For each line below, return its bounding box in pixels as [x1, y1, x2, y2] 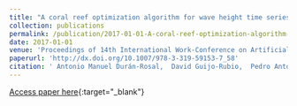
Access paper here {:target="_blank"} [9, 86, 145, 97]
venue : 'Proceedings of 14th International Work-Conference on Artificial [9, 46, 291, 55]
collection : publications [9, 21, 104, 30]
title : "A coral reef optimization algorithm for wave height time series [9, 12, 291, 22]
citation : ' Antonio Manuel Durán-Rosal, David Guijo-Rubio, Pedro [9, 63, 271, 72]
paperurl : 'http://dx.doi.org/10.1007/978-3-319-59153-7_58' [9, 54, 240, 63]
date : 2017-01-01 [9, 37, 73, 47]
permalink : [9, 29, 49, 38]
